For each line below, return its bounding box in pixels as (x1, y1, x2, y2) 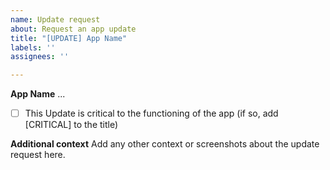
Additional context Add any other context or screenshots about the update (10, 138, 320, 150)
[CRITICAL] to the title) (24, 119, 119, 131)
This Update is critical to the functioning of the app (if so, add (24, 107, 279, 120)
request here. (10, 149, 66, 161)
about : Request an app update (10, 24, 137, 34)
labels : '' (10, 42, 56, 53)
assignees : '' (10, 52, 70, 62)
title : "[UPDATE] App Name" (10, 33, 128, 43)
